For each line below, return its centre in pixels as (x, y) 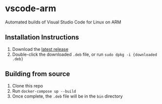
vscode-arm (30, 9)
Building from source (38, 74)
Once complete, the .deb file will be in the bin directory (67, 96)
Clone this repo (27, 85)
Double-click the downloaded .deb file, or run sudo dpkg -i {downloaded (84, 54)
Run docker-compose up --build (44, 91)
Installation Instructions (42, 37)
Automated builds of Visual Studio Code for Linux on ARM (63, 22)
